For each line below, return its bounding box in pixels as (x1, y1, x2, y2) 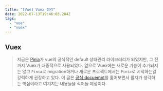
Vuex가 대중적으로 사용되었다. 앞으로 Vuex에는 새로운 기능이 (26, 62, 142, 68)
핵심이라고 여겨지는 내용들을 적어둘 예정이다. (22, 80, 107, 86)
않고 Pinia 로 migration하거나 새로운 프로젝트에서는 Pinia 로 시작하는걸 (22, 68, 157, 74)
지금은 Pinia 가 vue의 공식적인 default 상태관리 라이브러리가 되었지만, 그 (17, 56, 153, 62)
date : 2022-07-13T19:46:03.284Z (5, 12, 71, 16)
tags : (5, 16, 16, 21)
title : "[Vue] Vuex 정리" (5, 7, 56, 12)
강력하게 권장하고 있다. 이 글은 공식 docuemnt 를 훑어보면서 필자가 (17, 75, 143, 80)
